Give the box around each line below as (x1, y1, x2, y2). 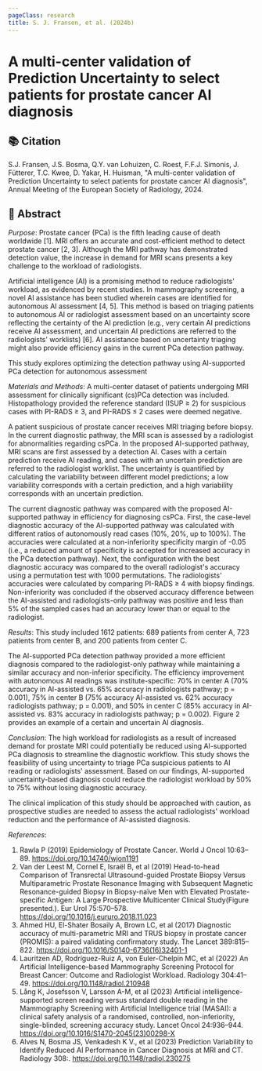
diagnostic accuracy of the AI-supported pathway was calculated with (8, 521, 235, 530)
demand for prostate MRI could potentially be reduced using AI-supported (8, 741, 247, 751)
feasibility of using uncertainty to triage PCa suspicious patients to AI (8, 758, 231, 767)
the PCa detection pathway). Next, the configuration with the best (8, 554, 221, 563)
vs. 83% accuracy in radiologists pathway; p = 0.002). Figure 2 (36, 709, 240, 719)
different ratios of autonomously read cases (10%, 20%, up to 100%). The (8, 529, 246, 538)
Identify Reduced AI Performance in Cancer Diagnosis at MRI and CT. (19, 1045, 244, 1055)
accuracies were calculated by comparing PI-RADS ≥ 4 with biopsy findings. (8, 579, 255, 588)
